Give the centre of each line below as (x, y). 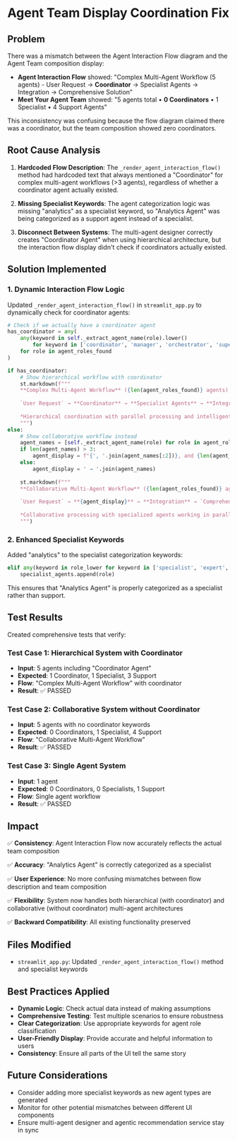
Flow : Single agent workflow (59, 796)
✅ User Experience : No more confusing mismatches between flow (104, 879)
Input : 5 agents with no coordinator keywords (84, 725)
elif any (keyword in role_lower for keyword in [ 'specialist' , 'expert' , (118, 568)
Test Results (35, 617)
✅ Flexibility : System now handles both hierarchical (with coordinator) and (116, 901)
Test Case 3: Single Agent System (67, 766)
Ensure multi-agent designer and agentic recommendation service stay (121, 1122)
